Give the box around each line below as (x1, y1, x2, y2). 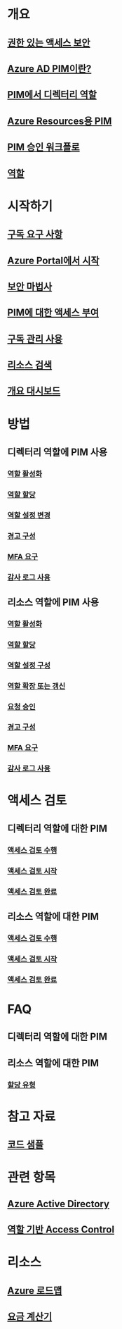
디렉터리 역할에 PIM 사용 (7, 447, 107, 458)
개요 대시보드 (7, 385, 61, 397)
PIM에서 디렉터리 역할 (7, 89, 97, 101)
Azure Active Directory (7, 1198, 110, 1210)
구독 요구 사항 (7, 228, 63, 240)
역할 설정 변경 (7, 510, 51, 520)
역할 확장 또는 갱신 (7, 681, 66, 691)
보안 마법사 (7, 280, 53, 292)
